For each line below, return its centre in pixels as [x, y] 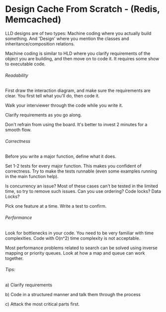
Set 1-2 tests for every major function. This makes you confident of [73, 166]
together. [14, 258]
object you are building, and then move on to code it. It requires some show [82, 58]
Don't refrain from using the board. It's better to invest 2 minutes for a [76, 125]
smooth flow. [18, 130]
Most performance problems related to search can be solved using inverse [81, 248]
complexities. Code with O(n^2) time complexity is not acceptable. [73, 238]
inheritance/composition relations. [40, 44]
